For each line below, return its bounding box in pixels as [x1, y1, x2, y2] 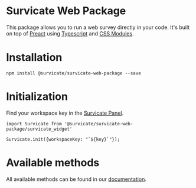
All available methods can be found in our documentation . [6, 176, 146, 183]
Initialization [6, 90, 68, 103]
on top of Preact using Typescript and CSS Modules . [6, 30, 134, 37]
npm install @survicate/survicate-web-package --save [6, 70, 142, 76]
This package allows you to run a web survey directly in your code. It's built [6, 24, 190, 31]
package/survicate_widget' [6, 126, 73, 132]
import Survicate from [6, 121, 62, 127]
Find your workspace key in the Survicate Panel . [6, 109, 124, 116]
